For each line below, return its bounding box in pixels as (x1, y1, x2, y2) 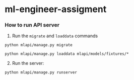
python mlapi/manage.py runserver (5, 70, 78, 75)
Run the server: (12, 60, 44, 66)
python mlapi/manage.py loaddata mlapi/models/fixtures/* (5, 51, 129, 56)
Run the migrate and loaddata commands (12, 33, 98, 39)
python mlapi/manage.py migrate (5, 43, 73, 48)
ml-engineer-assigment (5, 4, 107, 15)
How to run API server (5, 22, 60, 29)
